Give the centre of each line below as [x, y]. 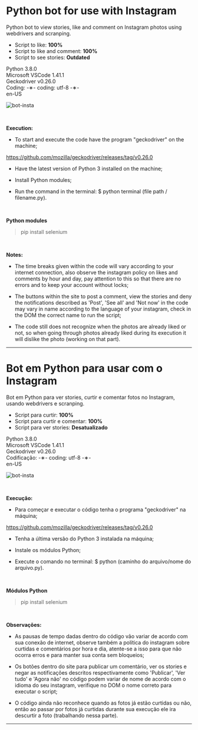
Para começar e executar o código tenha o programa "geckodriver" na [100, 509]
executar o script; [36, 691]
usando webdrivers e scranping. [45, 403]
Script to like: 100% [39, 45]
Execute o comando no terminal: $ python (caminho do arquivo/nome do [103, 561]
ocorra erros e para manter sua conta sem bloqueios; [79, 655]
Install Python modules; [43, 180]
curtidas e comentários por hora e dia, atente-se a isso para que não [98, 649]
